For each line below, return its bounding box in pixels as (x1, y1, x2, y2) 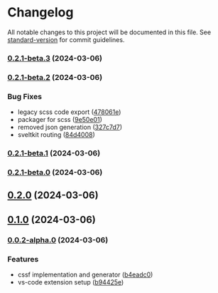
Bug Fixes (7, 91, 43, 101)
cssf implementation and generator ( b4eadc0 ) (17, 270, 153, 279)
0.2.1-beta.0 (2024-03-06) (7, 167, 103, 177)
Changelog (7, 4, 74, 21)
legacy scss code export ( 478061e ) (17, 108, 121, 116)
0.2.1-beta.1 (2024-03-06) (7, 148, 101, 158)
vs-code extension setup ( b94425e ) (17, 277, 124, 286)
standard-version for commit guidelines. (7, 35, 125, 43)
